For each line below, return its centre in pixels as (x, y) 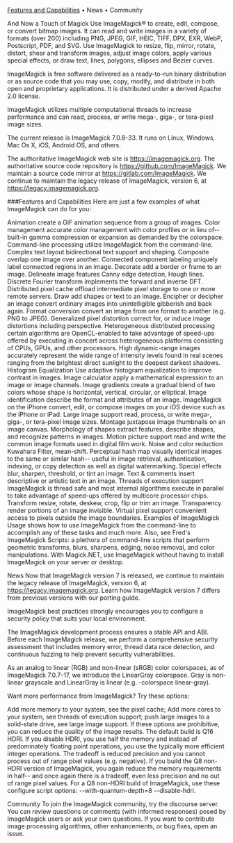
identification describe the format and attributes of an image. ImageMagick (115, 400)
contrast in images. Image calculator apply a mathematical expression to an (115, 377)
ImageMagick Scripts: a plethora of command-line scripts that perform (109, 540)
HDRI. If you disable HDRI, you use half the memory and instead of (103, 739)
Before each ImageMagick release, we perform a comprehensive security (113, 639)
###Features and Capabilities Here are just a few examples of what (104, 202)
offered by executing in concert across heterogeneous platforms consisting (115, 341)
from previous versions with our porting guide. (74, 598)
